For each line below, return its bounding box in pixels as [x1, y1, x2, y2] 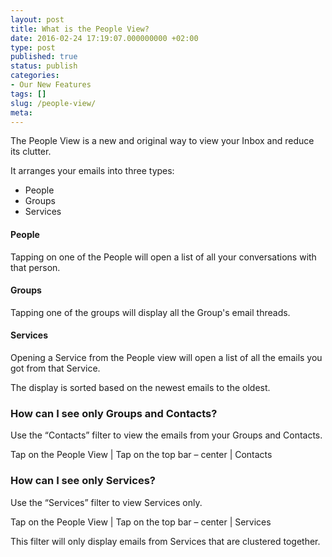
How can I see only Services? [10, 474, 156, 488]
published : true [10, 52, 78, 62]
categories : [10, 71, 60, 81]
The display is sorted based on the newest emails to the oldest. [10, 381, 271, 393]
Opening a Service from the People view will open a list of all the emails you [10, 351, 323, 363]
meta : [10, 107, 33, 118]
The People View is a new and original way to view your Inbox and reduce [10, 135, 315, 147]
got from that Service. [10, 362, 101, 374]
